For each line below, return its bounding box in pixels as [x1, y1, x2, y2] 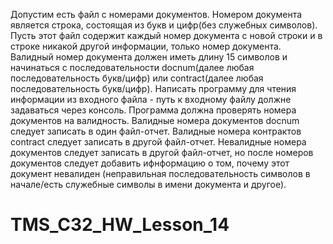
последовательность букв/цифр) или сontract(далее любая [10, 72, 264, 84]
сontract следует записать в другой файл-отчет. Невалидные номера [10, 136, 307, 148]
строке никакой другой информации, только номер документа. [10, 40, 282, 52]
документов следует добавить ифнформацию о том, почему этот [10, 157, 290, 169]
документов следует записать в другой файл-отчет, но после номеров [10, 147, 314, 158]
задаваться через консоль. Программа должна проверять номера [10, 104, 297, 116]
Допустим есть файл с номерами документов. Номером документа [10, 9, 303, 20]
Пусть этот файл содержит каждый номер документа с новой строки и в [10, 30, 323, 41]
